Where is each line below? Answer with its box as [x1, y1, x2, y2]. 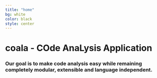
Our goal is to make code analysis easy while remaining [5, 60, 142, 67]
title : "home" [5, 7, 35, 12]
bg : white [5, 12, 26, 17]
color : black [5, 16, 32, 21]
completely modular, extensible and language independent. [5, 67, 153, 74]
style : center [5, 21, 35, 26]
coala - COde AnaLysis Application [5, 43, 153, 54]
